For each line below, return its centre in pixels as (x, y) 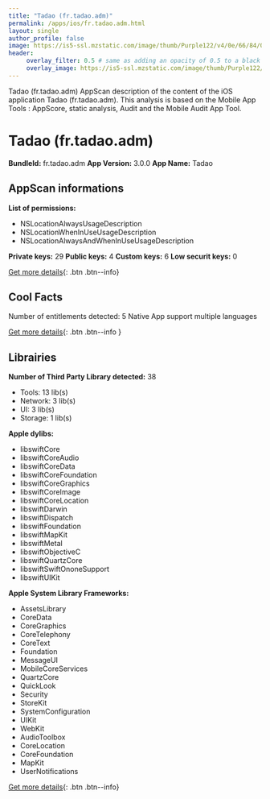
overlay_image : (52, 68)
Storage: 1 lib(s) (46, 418)
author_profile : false (46, 38)
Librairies (33, 357)
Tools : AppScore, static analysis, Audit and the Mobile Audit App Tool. (125, 108)
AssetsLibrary (43, 609)
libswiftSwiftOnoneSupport (65, 569)
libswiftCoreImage (50, 492)
